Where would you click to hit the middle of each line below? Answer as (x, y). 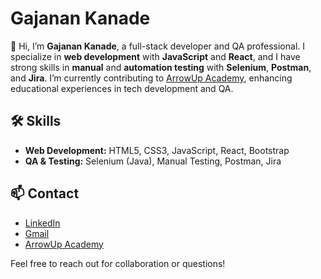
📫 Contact (45, 193)
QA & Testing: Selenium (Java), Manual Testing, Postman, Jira (153, 161)
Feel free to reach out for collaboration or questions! (118, 263)
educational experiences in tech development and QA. (122, 88)
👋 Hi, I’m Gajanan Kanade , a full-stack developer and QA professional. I (157, 46)
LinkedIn (42, 223)
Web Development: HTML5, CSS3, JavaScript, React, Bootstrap (157, 150)
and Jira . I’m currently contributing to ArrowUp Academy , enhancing (151, 78)
